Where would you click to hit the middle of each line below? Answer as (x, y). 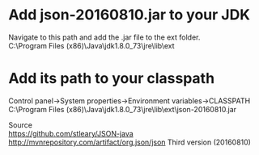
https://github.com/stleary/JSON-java (71, 133)
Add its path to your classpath (112, 79)
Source (20, 125)
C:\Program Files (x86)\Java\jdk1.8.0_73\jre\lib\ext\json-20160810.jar (123, 109)
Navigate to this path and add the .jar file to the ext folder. (104, 37)
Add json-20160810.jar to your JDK (129, 15)
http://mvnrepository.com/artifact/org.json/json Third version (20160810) (129, 142)
